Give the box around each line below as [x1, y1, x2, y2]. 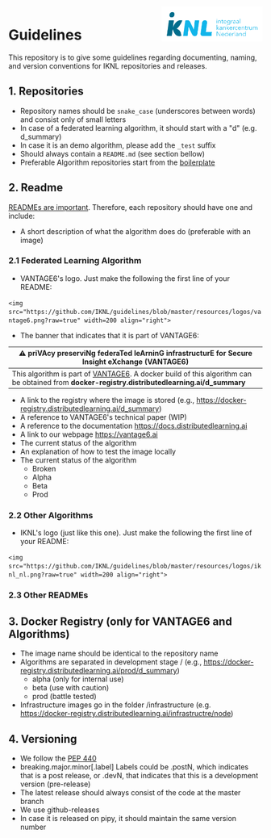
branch [19, 796, 44, 806]
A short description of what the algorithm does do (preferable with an [19, 226, 252, 236]
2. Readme [8, 181, 63, 195]
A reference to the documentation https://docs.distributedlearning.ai [19, 421, 248, 431]
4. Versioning [8, 732, 77, 746]
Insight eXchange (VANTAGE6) [81, 357, 190, 367]
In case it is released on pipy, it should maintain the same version [19, 813, 236, 823]
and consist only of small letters [19, 115, 127, 124]
